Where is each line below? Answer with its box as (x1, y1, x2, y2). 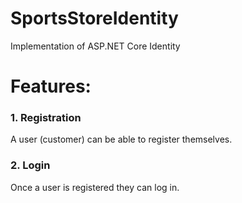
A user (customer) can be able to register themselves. (10, 133, 233, 146)
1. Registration (10, 111, 82, 125)
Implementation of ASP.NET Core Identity (10, 40, 181, 52)
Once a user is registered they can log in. (10, 181, 180, 193)
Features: (10, 75, 92, 98)
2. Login (10, 158, 51, 172)
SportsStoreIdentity (10, 7, 179, 30)
